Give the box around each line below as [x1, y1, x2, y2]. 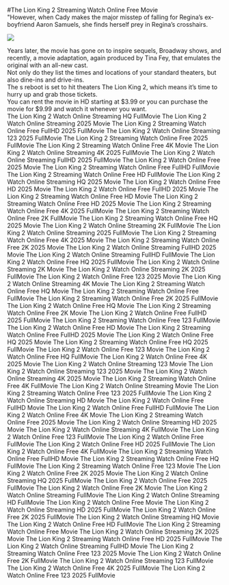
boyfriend [7, 21, 35, 28]
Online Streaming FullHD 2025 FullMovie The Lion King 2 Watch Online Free [7, 156, 221, 164]
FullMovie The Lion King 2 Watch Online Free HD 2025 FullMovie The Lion [7, 440, 215, 448]
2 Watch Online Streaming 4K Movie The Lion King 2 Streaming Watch [7, 280, 205, 287]
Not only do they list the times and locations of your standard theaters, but [7, 69, 217, 76]
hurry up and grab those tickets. [7, 91, 98, 98]
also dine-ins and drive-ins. [7, 75, 85, 84]
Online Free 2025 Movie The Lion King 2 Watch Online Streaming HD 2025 [7, 418, 217, 426]
